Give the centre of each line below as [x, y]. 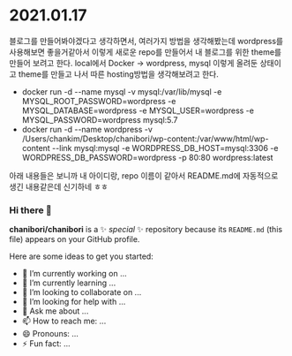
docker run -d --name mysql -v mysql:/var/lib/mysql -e [122, 91]
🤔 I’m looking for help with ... [74, 302]
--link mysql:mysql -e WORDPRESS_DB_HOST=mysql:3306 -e [165, 148]
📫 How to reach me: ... [64, 321]
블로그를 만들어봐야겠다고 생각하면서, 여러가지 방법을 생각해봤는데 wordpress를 [146, 41]
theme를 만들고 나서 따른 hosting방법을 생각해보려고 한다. [118, 74]
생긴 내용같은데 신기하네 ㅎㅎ [59, 186]
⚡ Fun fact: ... [46, 344]
